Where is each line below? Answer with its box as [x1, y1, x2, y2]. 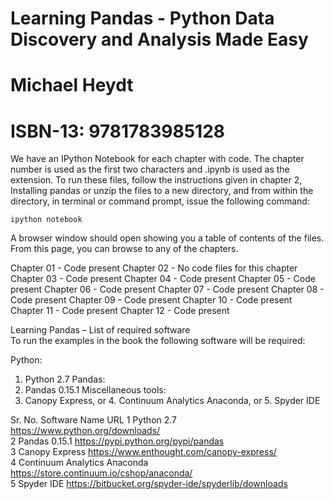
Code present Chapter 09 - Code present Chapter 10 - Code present [10, 294, 293, 306]
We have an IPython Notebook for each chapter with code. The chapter [10, 153, 305, 165]
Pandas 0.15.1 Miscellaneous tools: [24, 384, 167, 396]
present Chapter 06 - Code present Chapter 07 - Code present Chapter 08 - [10, 283, 325, 296]
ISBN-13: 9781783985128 [10, 120, 226, 142]
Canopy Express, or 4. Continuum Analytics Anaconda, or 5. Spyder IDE [24, 395, 321, 407]
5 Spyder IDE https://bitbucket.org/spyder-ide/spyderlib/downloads [10, 478, 288, 490]
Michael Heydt [10, 74, 134, 97]
